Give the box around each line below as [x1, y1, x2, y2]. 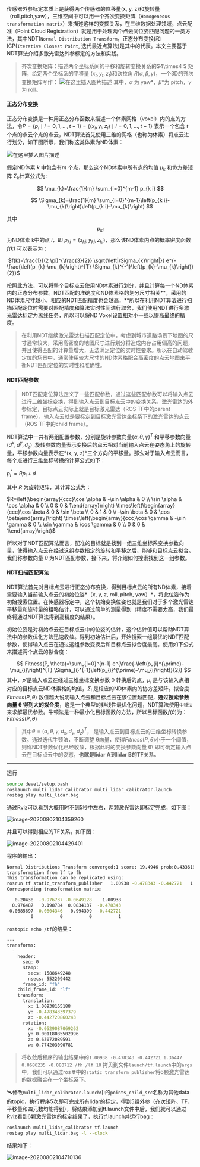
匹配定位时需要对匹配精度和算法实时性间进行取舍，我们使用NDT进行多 [11, 304, 185, 311]
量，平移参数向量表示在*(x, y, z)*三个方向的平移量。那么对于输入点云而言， [7, 449, 192, 457]
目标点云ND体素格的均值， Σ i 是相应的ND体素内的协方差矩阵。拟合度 [22, 684, 189, 693]
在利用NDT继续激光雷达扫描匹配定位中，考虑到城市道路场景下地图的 [21, 331, 189, 338]
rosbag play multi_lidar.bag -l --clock [7, 1130, 109, 1136]
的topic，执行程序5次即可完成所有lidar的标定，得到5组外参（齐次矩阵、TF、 [7, 1098, 193, 1105]
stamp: [22, 964, 39, 970]
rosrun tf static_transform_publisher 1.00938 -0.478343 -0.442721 [7, 880, 183, 886]
